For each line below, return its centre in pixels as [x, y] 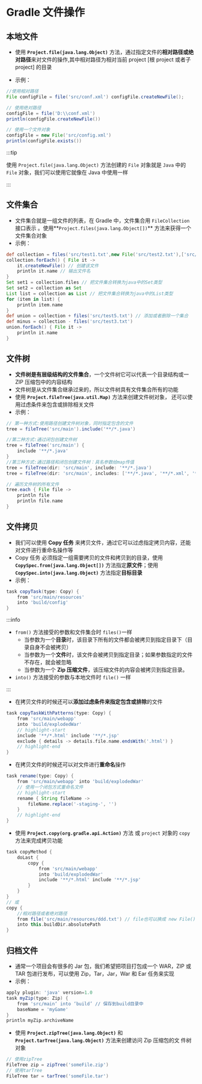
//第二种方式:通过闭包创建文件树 [41, 440]
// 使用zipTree [24, 1059]
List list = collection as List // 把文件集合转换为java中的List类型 [90, 293]
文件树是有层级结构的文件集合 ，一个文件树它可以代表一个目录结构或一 [102, 374]
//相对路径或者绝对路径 [42, 913]
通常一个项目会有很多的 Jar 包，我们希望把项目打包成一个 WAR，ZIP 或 [103, 966]
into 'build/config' [43, 602]
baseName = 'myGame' [43, 1009]
